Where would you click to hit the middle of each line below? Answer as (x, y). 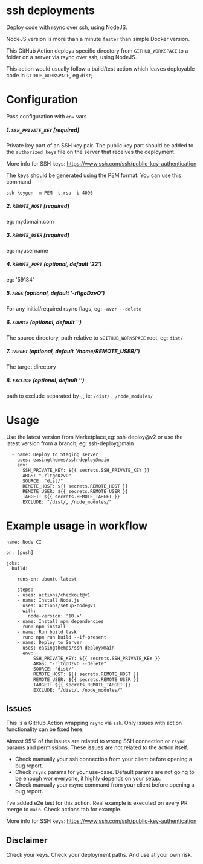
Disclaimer (27, 840)
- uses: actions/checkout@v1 (54, 595)
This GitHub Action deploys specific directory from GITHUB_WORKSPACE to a (97, 50)
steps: (25, 590)
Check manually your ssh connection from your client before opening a (103, 759)
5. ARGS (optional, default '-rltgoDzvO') (56, 293)
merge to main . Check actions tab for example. (64, 810)
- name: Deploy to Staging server (55, 454)
